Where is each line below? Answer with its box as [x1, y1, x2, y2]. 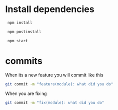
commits [5, 55, 43, 66]
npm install [7, 20, 33, 25]
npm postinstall [7, 29, 42, 34]
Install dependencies [5, 4, 94, 15]
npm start [7, 38, 28, 43]
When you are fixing [5, 90, 47, 96]
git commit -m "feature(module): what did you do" [5, 81, 113, 86]
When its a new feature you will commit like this [5, 72, 104, 78]
